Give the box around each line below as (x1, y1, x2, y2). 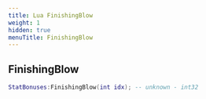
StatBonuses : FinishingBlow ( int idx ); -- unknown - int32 (8, 83, 199, 91)
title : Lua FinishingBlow (8, 11, 93, 20)
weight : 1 (8, 19, 41, 27)
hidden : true (8, 26, 51, 34)
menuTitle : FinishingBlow (8, 33, 93, 42)
